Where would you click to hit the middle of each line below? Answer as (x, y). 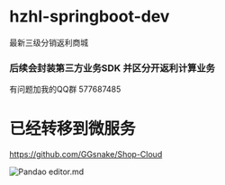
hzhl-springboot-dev (90, 17)
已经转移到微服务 (73, 129)
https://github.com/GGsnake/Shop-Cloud (86, 154)
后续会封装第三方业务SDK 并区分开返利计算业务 (112, 67)
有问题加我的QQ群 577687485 (65, 89)
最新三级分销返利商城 (49, 42)
